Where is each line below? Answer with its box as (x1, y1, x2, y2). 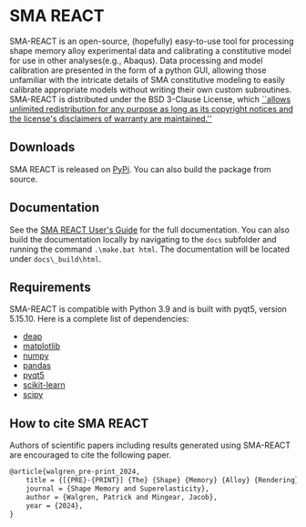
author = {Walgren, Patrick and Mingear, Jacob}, (25, 492, 219, 501)
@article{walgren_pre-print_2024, (9, 467, 141, 477)
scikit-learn (22, 379, 66, 390)
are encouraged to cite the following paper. (9, 449, 171, 460)
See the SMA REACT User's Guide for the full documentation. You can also (9, 224, 290, 235)
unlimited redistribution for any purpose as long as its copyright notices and (9, 103, 294, 114)
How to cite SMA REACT (9, 416, 149, 431)
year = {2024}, (25, 501, 84, 511)
